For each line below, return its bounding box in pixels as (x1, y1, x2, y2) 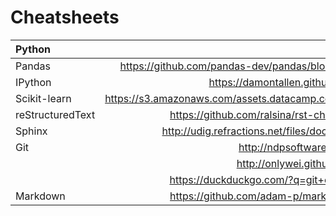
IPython (15, 75, 52, 89)
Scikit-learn (15, 91, 72, 105)
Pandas (15, 59, 51, 73)
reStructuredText (15, 107, 96, 121)
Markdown (15, 189, 66, 203)
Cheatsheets (10, 6, 120, 29)
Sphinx (15, 124, 48, 138)
